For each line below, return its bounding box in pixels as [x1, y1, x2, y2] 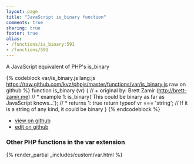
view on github [14, 117, 51, 124]
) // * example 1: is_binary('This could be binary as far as [28, 93, 165, 100]
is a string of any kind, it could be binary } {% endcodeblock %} [6, 105, 160, 112]
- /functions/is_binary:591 [6, 42, 75, 48]
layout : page [6, 8, 38, 15]
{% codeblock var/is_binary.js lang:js [6, 74, 96, 81]
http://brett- [158, 86, 187, 94]
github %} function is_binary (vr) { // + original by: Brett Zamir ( [6, 86, 159, 94]
